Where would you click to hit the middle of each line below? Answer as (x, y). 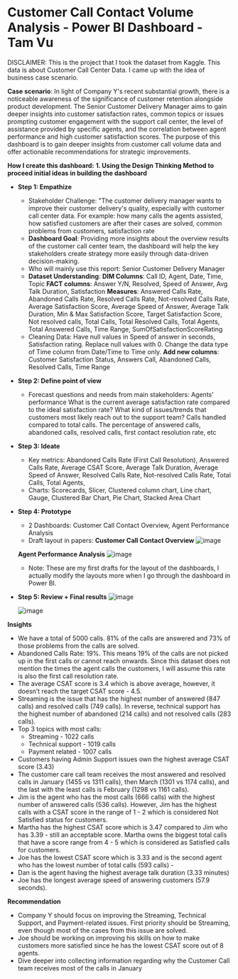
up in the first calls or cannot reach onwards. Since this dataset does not (124, 661)
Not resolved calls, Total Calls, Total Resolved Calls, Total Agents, (124, 322)
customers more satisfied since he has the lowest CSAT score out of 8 (120, 945)
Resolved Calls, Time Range (69, 366)
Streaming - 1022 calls (61, 736)
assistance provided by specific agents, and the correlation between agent (117, 129)
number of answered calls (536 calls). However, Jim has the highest (117, 804)
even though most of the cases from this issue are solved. (103, 930)
